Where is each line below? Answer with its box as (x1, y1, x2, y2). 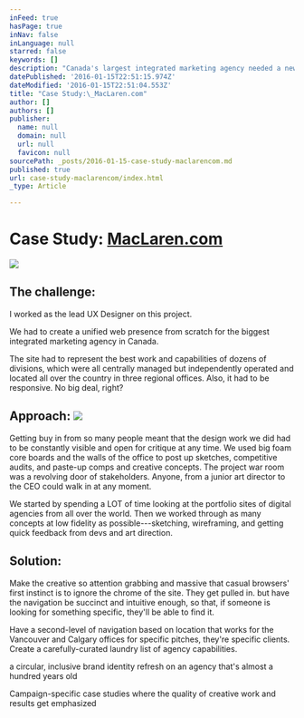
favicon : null (17, 148, 71, 157)
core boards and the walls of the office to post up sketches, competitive (9, 451, 278, 462)
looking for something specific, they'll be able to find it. (9, 606, 214, 617)
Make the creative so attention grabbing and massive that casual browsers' (9, 577, 290, 588)
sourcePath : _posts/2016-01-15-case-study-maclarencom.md (9, 156, 233, 166)
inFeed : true (9, 13, 59, 23)
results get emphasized (9, 697, 97, 708)
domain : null (17, 131, 67, 141)
